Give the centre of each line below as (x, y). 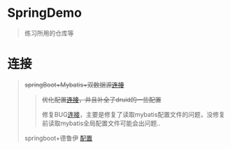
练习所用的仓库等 (49, 33)
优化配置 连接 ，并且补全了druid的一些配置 (101, 99)
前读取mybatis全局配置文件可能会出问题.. (101, 123)
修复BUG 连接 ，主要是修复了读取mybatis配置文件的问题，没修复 (133, 114)
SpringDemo (44, 13)
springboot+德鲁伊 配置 (58, 138)
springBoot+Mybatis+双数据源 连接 (74, 85)
